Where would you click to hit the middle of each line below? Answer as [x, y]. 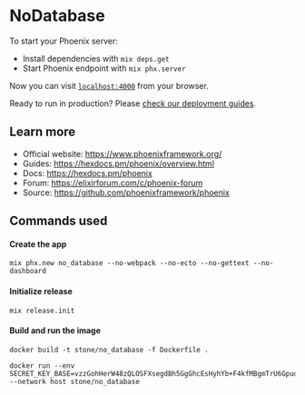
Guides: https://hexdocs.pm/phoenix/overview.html [118, 163]
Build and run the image [55, 331]
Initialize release [41, 291]
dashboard [28, 272]
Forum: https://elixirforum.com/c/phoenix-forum [113, 183]
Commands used [59, 221]
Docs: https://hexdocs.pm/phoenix [87, 173]
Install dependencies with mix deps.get [96, 58]
